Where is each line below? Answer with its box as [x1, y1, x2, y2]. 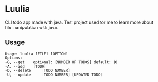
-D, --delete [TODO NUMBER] [5, 68, 70, 73]
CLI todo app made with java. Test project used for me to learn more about [5, 19, 154, 25]
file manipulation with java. [5, 24, 58, 30]
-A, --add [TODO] [5, 64, 47, 68]
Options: [5, 55, 23, 60]
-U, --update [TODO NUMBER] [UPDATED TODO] [5, 72, 103, 77]
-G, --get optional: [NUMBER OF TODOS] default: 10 [5, 59, 118, 65]
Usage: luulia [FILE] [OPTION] [5, 51, 68, 56]
